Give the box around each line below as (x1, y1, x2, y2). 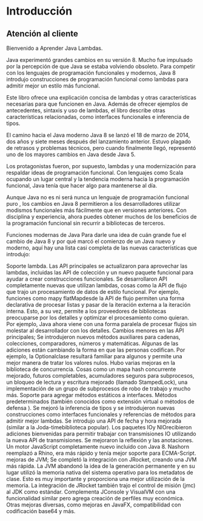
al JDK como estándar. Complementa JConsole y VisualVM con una (6, 488, 176, 495)
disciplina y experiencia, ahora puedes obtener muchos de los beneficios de (6, 213, 197, 220)
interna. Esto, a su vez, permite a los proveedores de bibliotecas (6, 308, 167, 315)
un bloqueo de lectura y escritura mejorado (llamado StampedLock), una (6, 378, 188, 386)
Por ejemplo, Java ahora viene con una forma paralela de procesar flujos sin (6, 321, 197, 327)
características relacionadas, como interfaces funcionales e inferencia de (6, 114, 190, 120)
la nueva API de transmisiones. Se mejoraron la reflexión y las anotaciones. (6, 437, 194, 444)
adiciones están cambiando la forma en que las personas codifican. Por (6, 346, 185, 353)
